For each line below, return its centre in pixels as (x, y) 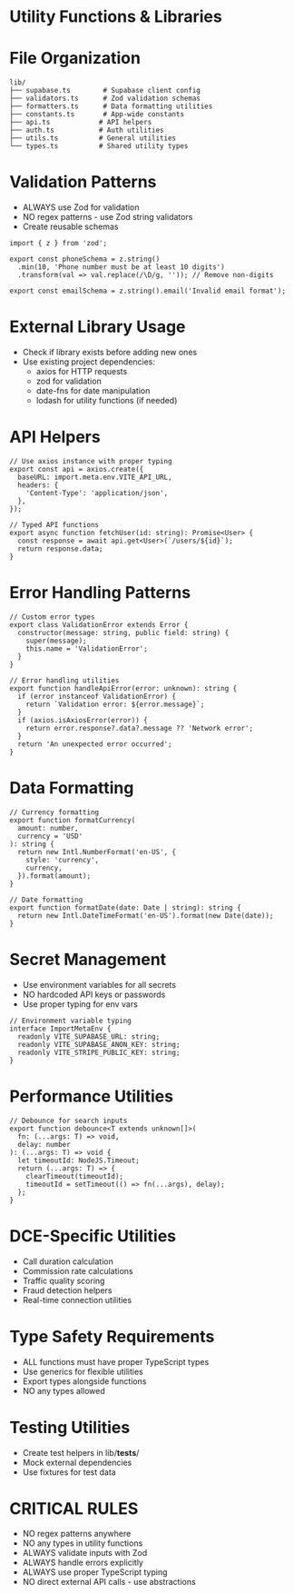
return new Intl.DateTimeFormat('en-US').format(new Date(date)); (146, 915)
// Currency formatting (54, 812)
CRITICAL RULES (74, 1508)
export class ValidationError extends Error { (99, 624)
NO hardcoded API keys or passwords (94, 994)
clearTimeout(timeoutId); (75, 1176)
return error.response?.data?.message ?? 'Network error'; (140, 728)
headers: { (38, 485)
